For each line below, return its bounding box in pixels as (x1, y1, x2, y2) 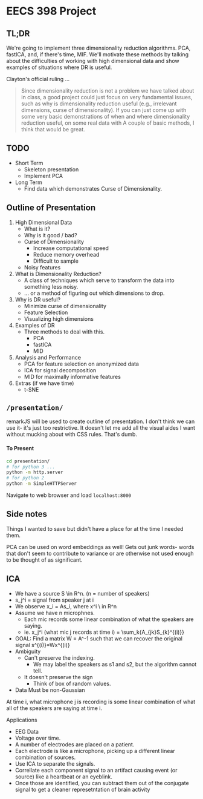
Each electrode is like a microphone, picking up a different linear (14, 747, 175, 754)
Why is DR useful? (14, 295, 61, 303)
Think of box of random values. (33, 680, 111, 687)
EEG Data (14, 728, 39, 735)
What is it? (24, 225, 50, 232)
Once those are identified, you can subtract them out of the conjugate (14, 779, 189, 786)
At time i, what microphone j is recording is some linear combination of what (6, 698, 196, 705)
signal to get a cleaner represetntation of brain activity (14, 786, 150, 793)
